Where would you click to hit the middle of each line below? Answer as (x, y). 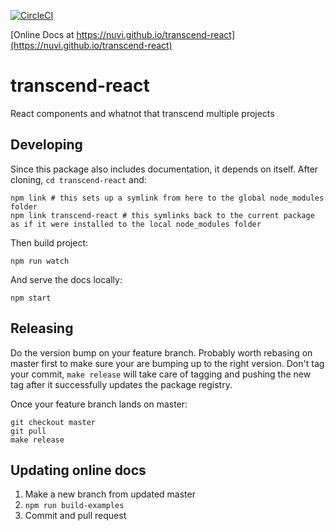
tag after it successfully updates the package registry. (121, 384)
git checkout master (53, 422)
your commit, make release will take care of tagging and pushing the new (161, 374)
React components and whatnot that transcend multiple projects (142, 113)
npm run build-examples (74, 506)
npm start (31, 298)
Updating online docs (78, 470)
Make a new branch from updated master (110, 494)
